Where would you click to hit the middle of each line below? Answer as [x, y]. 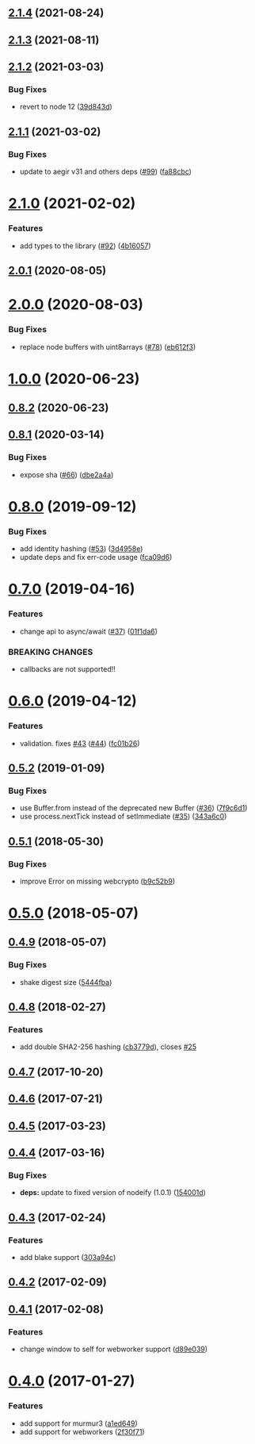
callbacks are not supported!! [68, 669]
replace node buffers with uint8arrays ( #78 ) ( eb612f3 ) [108, 347]
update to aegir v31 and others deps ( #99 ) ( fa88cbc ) [106, 172]
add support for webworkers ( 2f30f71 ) [82, 1431]
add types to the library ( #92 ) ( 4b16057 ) [86, 246]
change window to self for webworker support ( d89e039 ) [114, 1349]
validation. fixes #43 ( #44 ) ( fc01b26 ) [80, 743]
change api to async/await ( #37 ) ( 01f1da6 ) [89, 631]
